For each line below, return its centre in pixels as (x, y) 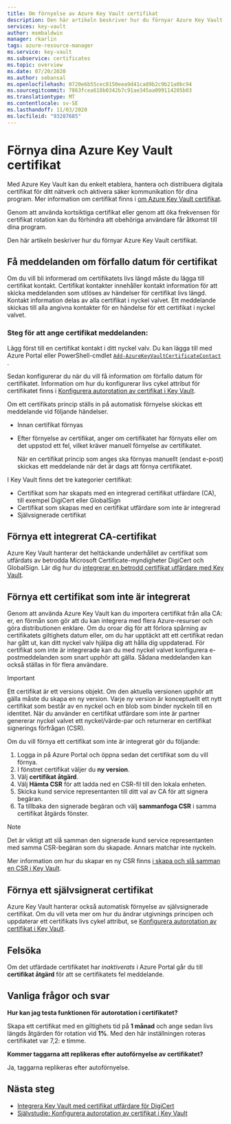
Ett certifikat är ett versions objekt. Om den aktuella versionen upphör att (110, 691)
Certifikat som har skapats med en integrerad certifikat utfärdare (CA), (117, 493)
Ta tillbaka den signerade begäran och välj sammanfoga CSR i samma (117, 806)
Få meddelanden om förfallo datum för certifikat (112, 262)
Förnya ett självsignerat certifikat (80, 890)
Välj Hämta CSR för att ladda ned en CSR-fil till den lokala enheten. (112, 785)
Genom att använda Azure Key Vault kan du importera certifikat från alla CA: (115, 613)
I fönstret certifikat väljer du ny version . (73, 769)
